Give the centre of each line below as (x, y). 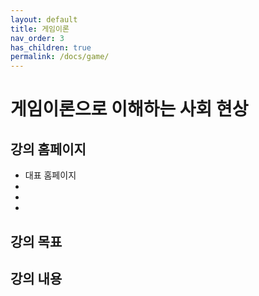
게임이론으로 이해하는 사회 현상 (129, 109)
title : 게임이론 (40, 29)
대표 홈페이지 (50, 175)
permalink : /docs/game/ (60, 57)
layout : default (44, 19)
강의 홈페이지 (48, 149)
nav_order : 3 (37, 38)
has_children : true (51, 47)
